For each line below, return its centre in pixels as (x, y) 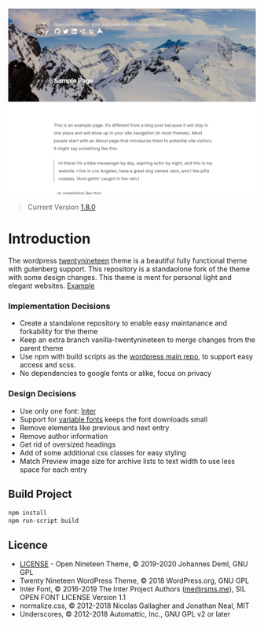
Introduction (49, 239)
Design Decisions (42, 394)
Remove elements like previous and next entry (94, 427)
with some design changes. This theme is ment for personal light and (120, 277)
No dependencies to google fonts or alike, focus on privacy (115, 374)
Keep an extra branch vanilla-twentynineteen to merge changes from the (137, 340)
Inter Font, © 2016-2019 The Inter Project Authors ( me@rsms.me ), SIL (132, 589)
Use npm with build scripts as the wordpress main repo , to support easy (136, 357)
